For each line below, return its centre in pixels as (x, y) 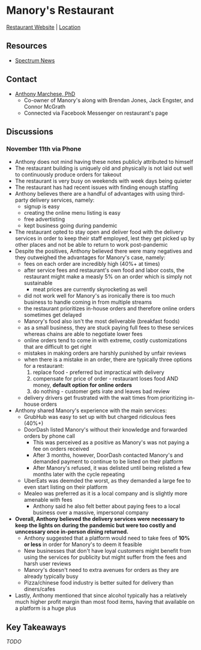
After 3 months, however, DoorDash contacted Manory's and (108, 455)
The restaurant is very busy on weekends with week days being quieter (103, 181)
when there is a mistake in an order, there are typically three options (108, 360)
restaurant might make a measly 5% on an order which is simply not (108, 277)
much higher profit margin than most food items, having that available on (105, 602)
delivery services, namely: (62, 200)
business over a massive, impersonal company (91, 513)
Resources (27, 46)
